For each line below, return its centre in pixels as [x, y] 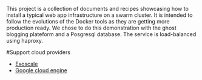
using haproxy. [25, 41]
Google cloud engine [41, 70]
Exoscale [26, 64]
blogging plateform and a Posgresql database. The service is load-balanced [101, 34]
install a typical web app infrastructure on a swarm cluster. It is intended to [99, 15]
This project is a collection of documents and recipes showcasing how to [98, 9]
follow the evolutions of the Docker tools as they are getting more [88, 21]
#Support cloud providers [39, 52]
